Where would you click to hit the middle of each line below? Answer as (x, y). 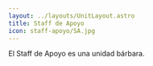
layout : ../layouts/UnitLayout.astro (72, 16)
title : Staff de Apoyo (46, 23)
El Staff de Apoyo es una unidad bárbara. (76, 54)
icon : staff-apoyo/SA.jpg (52, 31)
